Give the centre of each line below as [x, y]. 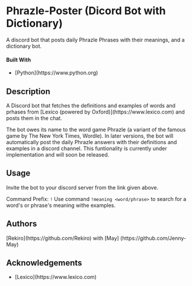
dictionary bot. [24, 46]
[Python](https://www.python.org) [56, 73]
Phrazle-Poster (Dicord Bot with [86, 11]
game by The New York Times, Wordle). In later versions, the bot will [90, 136]
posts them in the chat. [34, 118]
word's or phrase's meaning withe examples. [61, 205]
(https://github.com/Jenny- [153, 238]
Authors [22, 224]
